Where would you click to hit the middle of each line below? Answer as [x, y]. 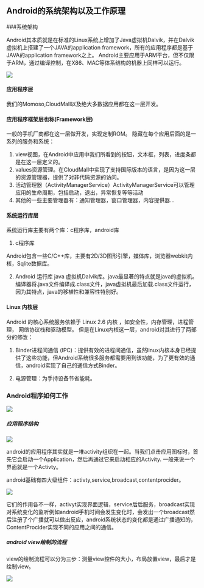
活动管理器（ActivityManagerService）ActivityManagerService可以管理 [105, 185]
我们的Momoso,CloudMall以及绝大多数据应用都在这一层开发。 [84, 104]
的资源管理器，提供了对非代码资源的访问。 [69, 177]
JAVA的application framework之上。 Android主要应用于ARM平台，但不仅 [98, 55]
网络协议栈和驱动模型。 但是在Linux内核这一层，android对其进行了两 [105, 329]
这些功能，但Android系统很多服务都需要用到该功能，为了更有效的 [108, 358]
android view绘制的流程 [37, 542]
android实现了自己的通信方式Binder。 [73, 365]
